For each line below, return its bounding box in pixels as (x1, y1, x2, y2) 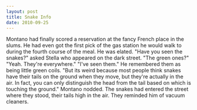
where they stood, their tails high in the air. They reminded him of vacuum (6, 92, 185, 99)
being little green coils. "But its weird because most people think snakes (6, 67, 181, 74)
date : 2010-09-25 (6, 19, 49, 25)
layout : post (6, 8, 38, 15)
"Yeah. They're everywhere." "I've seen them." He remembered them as (6, 61, 181, 68)
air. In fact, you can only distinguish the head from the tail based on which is (6, 79, 192, 86)
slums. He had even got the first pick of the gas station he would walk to (6, 42, 182, 49)
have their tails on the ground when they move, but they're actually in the (6, 73, 184, 80)
